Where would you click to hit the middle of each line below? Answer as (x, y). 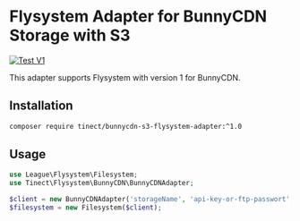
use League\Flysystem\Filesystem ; (74, 175)
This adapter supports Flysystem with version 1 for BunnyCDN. (125, 77)
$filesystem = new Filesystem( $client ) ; (86, 208)
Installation (41, 106)
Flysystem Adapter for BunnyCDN (138, 17)
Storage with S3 (70, 35)
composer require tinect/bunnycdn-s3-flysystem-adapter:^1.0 (126, 126)
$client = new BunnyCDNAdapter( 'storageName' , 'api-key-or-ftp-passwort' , (152, 200)
